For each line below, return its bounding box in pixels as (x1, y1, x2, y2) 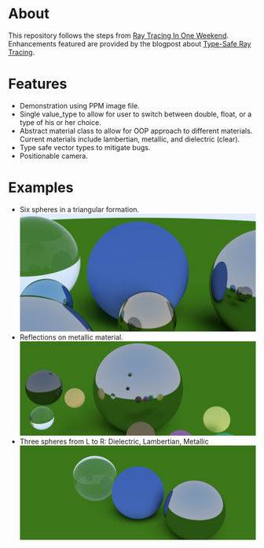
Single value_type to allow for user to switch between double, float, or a (19, 109, 252, 119)
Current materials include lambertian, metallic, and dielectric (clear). (19, 134, 240, 144)
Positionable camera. (19, 151, 88, 160)
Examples (8, 178, 74, 197)
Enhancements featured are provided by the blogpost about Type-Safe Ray (8, 39, 251, 48)
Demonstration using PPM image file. (19, 101, 140, 110)
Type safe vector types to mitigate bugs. (19, 142, 151, 152)
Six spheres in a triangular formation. (19, 204, 140, 214)
